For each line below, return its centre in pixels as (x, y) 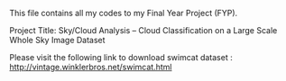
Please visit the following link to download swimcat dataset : (121, 57)
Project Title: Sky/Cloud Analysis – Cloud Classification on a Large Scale (143, 30)
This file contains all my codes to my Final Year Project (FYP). (124, 13)
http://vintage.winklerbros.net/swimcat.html (91, 67)
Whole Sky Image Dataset (57, 40)
